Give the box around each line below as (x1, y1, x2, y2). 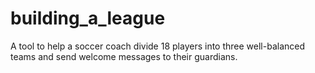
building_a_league (10, 7, 166, 30)
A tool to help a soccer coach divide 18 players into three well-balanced (10, 40, 305, 52)
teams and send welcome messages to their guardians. (10, 50, 238, 62)
